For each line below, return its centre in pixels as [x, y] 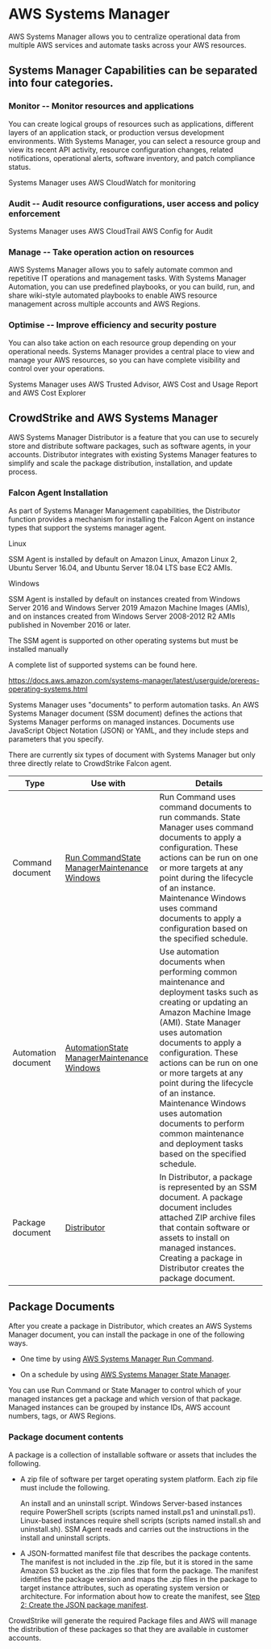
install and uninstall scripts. [65, 1537]
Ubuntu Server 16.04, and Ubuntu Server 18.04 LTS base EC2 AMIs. [121, 568]
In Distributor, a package [206, 1177]
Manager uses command [206, 827]
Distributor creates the [202, 1268]
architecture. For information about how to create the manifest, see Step [140, 1596]
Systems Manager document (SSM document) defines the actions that [125, 713]
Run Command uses [198, 797]
